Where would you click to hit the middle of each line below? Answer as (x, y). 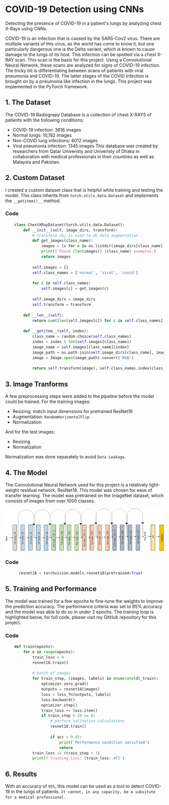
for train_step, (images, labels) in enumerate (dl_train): (95, 679)
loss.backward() (58, 700)
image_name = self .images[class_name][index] (80, 347)
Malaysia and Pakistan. (36, 162)
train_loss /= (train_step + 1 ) (66, 753)
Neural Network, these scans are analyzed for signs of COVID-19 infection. (83, 65)
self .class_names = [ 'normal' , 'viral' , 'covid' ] (85, 273)
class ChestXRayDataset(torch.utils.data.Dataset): (69, 225)
